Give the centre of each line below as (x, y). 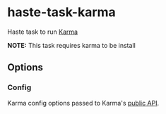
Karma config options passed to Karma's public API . (83, 103)
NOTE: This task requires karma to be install (71, 45)
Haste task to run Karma (43, 32)
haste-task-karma (62, 12)
